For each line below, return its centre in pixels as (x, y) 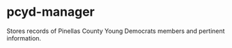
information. (24, 38)
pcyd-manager (51, 12)
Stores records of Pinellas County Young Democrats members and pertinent (116, 31)
